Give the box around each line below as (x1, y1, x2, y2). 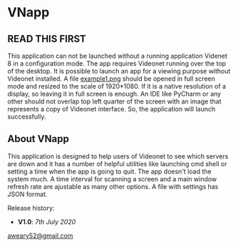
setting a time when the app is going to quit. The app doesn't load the (7, 167, 212, 176)
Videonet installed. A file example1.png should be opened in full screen (7, 74, 216, 83)
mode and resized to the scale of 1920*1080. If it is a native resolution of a (7, 82, 227, 90)
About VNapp (7, 133, 69, 145)
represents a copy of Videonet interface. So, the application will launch (7, 105, 216, 113)
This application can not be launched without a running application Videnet (7, 51, 228, 60)
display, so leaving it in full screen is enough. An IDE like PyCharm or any (7, 90, 222, 98)
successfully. (7, 112, 46, 121)
